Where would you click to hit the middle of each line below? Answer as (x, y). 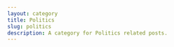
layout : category (33, 13)
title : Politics (31, 20)
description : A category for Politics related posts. (88, 33)
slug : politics (29, 26)
